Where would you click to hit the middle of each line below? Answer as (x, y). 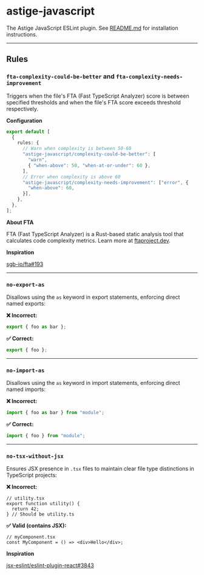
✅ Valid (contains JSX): (36, 526)
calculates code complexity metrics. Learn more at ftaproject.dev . (89, 240)
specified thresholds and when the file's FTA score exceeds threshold (93, 102)
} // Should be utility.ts (40, 514)
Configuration (24, 120)
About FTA (20, 222)
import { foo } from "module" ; (46, 435)
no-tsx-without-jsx (35, 456)
